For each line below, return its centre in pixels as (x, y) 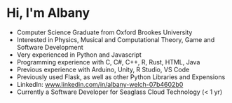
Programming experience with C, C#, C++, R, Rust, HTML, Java (108, 62)
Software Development (50, 47)
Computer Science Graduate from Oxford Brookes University (104, 32)
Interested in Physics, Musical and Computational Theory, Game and (116, 39)
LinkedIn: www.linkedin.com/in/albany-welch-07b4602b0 (100, 84)
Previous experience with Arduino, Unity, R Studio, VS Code (103, 69)
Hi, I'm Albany (48, 13)
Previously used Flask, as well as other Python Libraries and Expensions (121, 77)
